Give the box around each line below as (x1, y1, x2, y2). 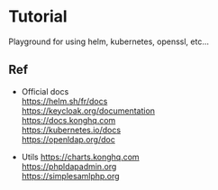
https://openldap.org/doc (21, 133, 116, 145)
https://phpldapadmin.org (21, 160, 117, 172)
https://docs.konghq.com (21, 114, 116, 125)
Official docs (21, 86, 69, 96)
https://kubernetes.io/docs (21, 124, 122, 135)
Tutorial (8, 6, 68, 27)
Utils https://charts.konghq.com (21, 151, 141, 162)
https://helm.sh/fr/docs (21, 95, 108, 106)
